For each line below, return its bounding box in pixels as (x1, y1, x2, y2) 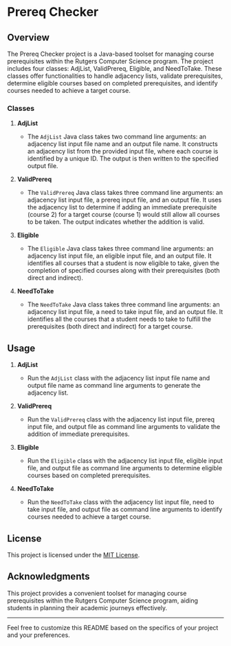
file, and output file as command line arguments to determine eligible (27, 464, 222, 472)
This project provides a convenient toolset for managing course (7, 589, 187, 597)
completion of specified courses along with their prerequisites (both (27, 267, 220, 275)
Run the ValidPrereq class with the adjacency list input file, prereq (27, 415, 215, 424)
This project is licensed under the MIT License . (7, 550, 140, 559)
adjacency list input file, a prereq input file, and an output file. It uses (27, 196, 222, 204)
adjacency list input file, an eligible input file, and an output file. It (27, 252, 212, 260)
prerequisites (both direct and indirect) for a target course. (27, 322, 193, 331)
